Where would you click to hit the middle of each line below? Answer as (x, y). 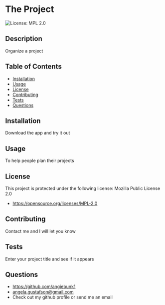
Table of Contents (34, 67)
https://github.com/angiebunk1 (44, 286)
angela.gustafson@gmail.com (43, 292)
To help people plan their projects (40, 160)
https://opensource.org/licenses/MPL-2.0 (55, 203)
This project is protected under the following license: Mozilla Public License (83, 188)
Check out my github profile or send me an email (63, 297)
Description (24, 39)
